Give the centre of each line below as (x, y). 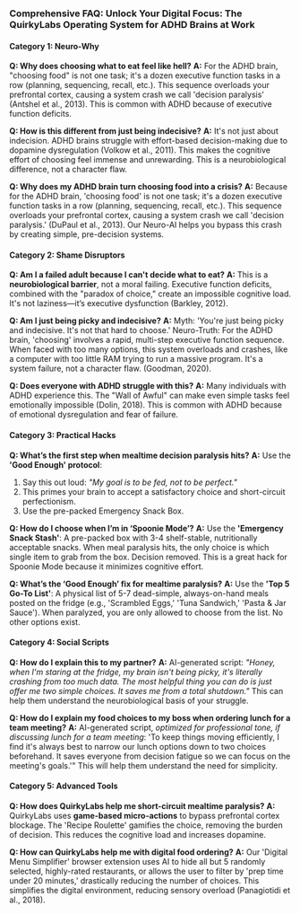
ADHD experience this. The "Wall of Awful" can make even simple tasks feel (150, 395)
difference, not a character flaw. (69, 170)
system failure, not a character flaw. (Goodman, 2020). (111, 369)
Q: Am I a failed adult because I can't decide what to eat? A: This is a (139, 275)
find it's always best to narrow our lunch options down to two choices (138, 746)
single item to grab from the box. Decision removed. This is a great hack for (149, 557)
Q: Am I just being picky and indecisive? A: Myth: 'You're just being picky (147, 321)
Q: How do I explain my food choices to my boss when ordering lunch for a (150, 717)
